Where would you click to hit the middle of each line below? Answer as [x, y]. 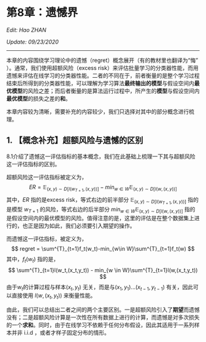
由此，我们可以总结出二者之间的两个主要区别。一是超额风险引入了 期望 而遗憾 [103, 310]
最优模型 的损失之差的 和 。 [39, 98]
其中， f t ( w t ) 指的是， [33, 260]
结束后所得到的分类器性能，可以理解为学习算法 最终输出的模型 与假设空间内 [100, 83]
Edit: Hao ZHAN [26, 30]
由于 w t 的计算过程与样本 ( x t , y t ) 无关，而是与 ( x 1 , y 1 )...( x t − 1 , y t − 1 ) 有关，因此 [100, 287]
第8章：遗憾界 [42, 13]
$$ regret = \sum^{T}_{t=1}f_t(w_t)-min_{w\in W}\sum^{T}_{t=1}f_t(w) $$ [103, 248]
